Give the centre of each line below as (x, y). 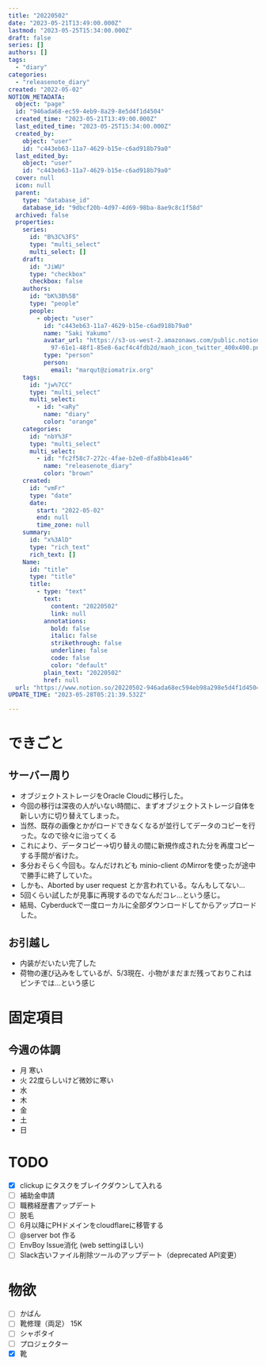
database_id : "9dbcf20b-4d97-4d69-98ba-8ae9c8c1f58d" (113, 207)
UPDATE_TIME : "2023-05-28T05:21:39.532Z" (78, 695)
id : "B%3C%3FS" (54, 237)
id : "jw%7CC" (51, 385)
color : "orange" (70, 422)
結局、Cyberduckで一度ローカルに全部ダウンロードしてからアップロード (138, 905)
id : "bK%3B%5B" (54, 296)
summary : (37, 533)
